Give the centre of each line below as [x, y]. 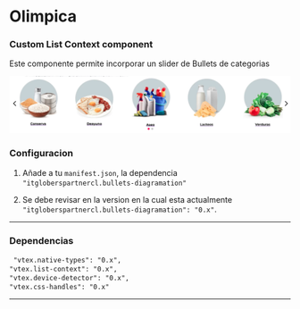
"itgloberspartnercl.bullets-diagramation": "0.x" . [119, 209]
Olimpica [43, 17]
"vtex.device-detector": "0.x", [69, 278]
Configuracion [42, 154]
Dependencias [42, 240]
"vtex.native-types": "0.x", [67, 260]
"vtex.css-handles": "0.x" [59, 287]
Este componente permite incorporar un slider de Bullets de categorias [140, 63]
